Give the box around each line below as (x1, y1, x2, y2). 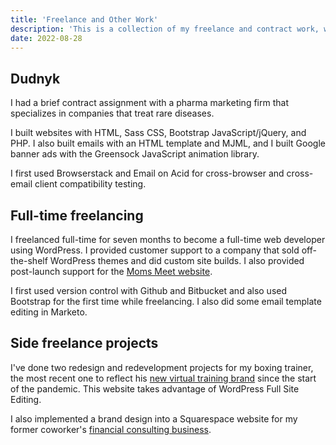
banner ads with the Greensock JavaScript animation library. (10, 148, 260, 160)
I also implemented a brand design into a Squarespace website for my (10, 412, 298, 425)
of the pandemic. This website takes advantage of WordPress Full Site (10, 382, 300, 395)
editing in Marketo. (10, 306, 88, 318)
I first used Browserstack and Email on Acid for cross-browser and (10, 167, 285, 180)
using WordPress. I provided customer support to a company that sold (10, 244, 300, 256)
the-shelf (10, 255, 48, 266)
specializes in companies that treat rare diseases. (10, 107, 215, 120)
